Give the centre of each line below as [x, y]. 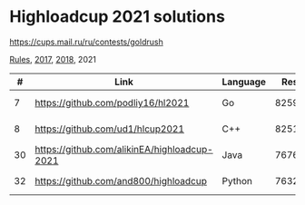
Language [244, 82]
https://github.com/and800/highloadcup [121, 181]
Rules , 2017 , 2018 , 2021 [53, 59]
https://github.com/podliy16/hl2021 [112, 102]
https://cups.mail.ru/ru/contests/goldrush [86, 42]
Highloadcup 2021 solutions [117, 17]
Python [237, 181]
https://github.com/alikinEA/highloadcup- [124, 149]
